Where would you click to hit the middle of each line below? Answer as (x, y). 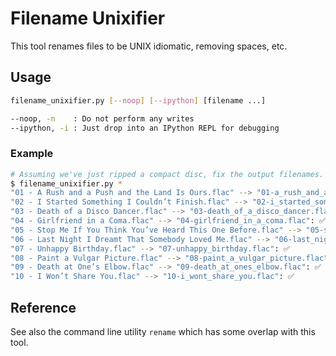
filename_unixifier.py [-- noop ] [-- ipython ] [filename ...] (138, 100)
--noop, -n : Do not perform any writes (102, 118)
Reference (43, 307)
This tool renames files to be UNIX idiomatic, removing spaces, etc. (149, 46)
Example (32, 154)
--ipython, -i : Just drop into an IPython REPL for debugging (145, 128)
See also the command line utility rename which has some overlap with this (163, 331)
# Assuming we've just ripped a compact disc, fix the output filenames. (167, 174)
